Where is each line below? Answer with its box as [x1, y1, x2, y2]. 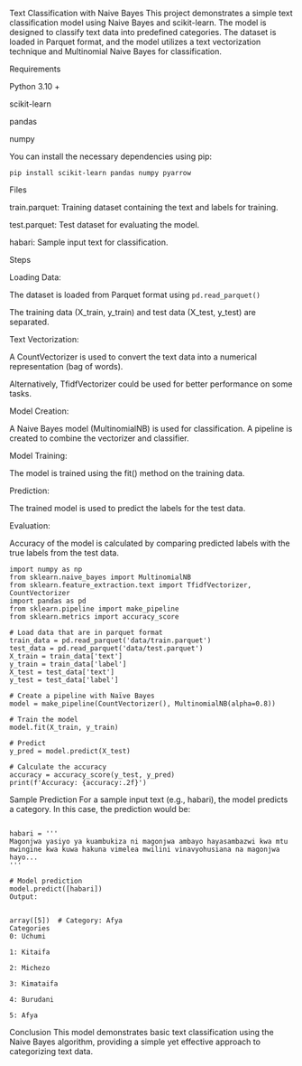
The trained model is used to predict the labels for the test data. [9, 503, 246, 513]
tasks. [9, 388, 32, 398]
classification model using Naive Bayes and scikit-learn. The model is [9, 17, 267, 28]
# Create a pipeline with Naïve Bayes [9, 691, 155, 700]
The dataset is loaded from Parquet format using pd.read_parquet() [9, 289, 261, 300]
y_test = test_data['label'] [9, 676, 119, 685]
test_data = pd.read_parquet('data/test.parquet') [9, 644, 204, 653]
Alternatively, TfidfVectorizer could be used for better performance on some [9, 379, 293, 389]
